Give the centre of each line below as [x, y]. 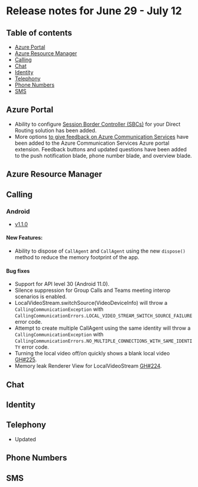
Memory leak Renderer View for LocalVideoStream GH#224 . [88, 366]
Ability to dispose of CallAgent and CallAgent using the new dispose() [100, 251]
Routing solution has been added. [56, 130]
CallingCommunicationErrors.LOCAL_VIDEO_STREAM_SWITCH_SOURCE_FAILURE [103, 316]
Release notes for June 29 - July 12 [94, 11]
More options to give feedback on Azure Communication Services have [102, 136]
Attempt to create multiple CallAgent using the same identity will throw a [103, 328]
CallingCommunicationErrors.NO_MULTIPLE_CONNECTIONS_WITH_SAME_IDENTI [103, 341]
